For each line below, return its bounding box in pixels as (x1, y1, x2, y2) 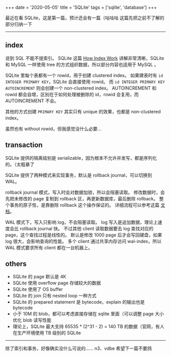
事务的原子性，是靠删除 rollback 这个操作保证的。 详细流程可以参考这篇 (9, 202, 160, 208)
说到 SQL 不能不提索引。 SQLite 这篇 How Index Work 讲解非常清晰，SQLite (5, 55, 164, 61)
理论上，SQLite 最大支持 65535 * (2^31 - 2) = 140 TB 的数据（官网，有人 (12, 323, 164, 330)
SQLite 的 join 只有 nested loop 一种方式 (12, 292, 97, 299)
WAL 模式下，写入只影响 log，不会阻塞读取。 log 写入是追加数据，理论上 (5, 219, 158, 225)
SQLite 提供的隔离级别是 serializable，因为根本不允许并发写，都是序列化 (5, 155, 157, 161)
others (5, 259, 27, 269)
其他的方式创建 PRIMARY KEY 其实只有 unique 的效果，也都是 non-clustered (5, 108, 161, 114)
